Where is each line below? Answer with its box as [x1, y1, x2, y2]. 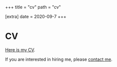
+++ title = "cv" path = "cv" [5, 4, 61, 10]
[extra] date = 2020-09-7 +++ [5, 14, 67, 19]
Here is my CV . [5, 46, 36, 53]
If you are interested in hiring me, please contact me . [5, 56, 113, 62]
